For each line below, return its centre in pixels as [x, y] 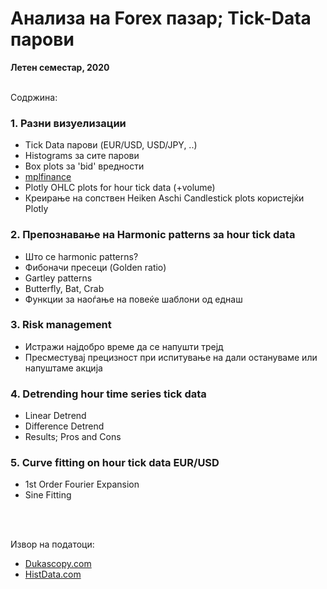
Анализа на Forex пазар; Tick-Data [161, 18]
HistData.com [53, 574]
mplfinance [48, 177]
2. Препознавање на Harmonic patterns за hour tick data [153, 235]
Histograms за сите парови [82, 156]
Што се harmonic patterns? [81, 256]
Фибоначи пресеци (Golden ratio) [95, 267]
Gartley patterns [58, 278]
